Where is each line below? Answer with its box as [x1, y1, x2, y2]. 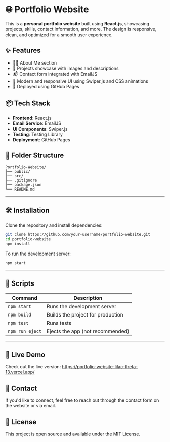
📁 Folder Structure [5, 151, 64, 160]
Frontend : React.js [12, 115, 52, 121]
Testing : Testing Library [12, 131, 63, 137]
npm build [8, 311, 31, 318]
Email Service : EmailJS [12, 120, 62, 127]
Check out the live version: [5, 364, 61, 370]
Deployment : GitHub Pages [12, 136, 71, 143]
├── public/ [5, 169, 30, 174]
